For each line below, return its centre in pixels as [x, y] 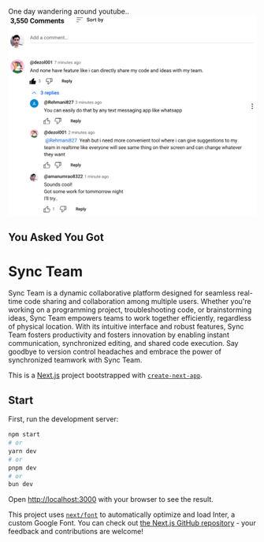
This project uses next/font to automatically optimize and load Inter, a [122, 514]
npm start [24, 435]
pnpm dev [22, 468]
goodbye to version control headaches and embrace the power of [115, 352]
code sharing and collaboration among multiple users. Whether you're [138, 302]
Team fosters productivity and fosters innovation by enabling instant [119, 335]
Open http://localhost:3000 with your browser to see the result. [111, 499]
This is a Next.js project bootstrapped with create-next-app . [106, 375]
